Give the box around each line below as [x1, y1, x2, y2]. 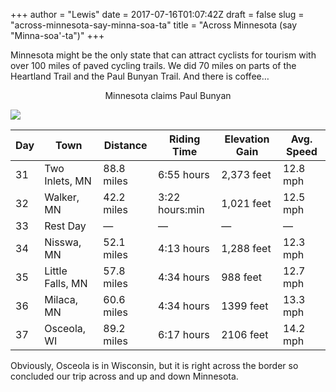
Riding [168, 132, 201, 146]
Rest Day [44, 219, 87, 233]
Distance [103, 139, 148, 152]
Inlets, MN [44, 174, 92, 188]
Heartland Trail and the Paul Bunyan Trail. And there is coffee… [10, 70, 270, 82]
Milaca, [44, 293, 78, 306]
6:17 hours [158, 328, 210, 341]
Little [44, 264, 68, 278]
